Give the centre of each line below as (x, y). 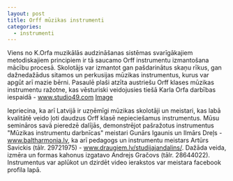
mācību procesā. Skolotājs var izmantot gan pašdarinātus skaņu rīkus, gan (114, 68)
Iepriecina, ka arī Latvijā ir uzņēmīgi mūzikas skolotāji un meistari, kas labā (114, 111)
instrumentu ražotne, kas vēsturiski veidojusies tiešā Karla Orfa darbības (112, 90)
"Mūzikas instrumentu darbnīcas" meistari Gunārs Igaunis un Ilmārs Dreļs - (115, 133)
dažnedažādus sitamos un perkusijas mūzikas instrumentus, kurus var (108, 75)
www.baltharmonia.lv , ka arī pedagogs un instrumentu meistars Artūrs (108, 141)
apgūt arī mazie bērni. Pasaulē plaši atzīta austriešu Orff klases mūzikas (111, 82)
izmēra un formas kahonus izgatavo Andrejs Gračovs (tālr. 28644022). (109, 155)
